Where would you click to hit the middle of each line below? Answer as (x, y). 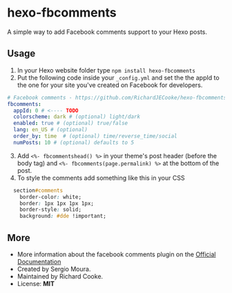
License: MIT (36, 283)
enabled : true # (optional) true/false (71, 123)
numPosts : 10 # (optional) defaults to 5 (74, 142)
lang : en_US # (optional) (51, 130)
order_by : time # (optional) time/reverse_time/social (95, 136)
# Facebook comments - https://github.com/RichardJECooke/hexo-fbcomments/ (118, 97)
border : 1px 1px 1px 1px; (57, 203)
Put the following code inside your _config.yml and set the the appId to (118, 77)
